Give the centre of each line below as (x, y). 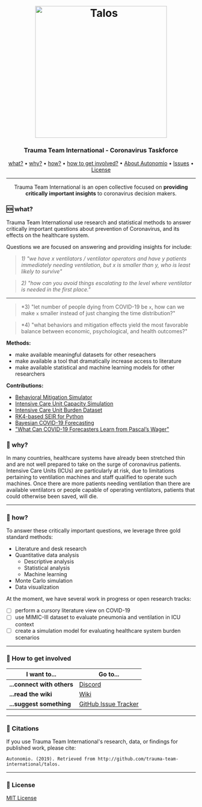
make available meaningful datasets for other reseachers (85, 354)
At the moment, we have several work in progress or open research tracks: (99, 599)
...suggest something (40, 704)
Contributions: (25, 385)
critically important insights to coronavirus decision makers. (101, 193)
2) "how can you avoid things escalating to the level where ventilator (106, 283)
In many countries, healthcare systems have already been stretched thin (96, 458)
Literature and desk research (51, 549)
